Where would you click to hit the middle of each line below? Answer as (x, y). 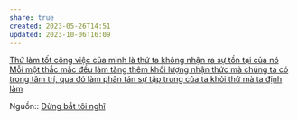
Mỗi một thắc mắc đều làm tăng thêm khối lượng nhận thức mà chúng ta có (149, 69)
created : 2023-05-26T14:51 (60, 26)
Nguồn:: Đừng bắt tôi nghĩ (57, 106)
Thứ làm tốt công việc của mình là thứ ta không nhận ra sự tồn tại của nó (144, 60)
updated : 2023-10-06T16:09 (60, 34)
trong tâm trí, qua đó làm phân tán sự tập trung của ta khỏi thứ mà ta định (146, 79)
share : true (32, 18)
